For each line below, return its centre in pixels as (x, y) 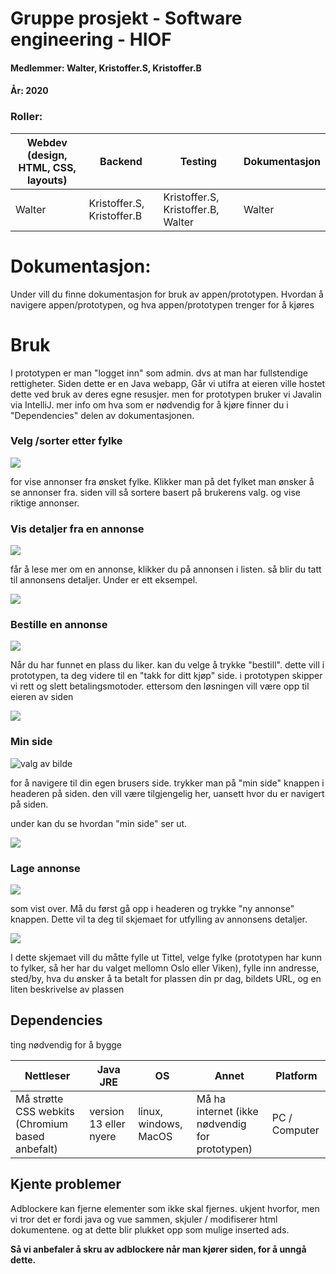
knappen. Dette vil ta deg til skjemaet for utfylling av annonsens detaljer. (159, 919)
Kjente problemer (66, 1184)
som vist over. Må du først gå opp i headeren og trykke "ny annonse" (152, 909)
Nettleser (47, 1075)
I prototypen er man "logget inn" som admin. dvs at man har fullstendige (159, 373)
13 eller (107, 1124)
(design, (47, 155)
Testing (198, 161)
